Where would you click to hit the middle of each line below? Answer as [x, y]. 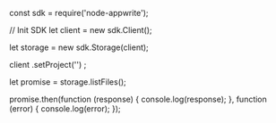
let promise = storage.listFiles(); [68, 82]
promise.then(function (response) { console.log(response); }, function [138, 99]
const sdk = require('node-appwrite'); [79, 13]
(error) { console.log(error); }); [65, 109]
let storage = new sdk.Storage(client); [79, 47]
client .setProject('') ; [48, 65]
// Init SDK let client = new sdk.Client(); [81, 30]
